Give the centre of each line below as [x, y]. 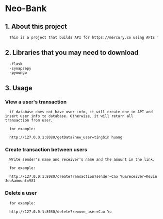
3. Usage [19, 88]
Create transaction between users [46, 150]
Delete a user [21, 193]
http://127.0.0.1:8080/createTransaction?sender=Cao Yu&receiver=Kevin [83, 177]
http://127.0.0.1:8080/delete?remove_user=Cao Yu [60, 212]
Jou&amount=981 [20, 181]
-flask [16, 64]
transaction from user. [29, 120]
